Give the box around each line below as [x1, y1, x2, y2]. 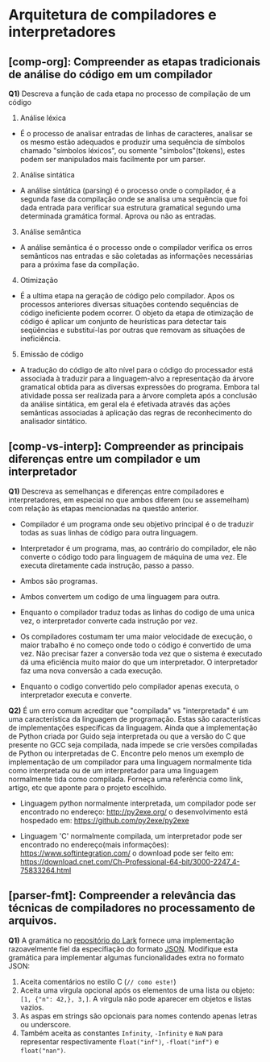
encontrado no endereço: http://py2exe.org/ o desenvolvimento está [19, 806, 248, 816]
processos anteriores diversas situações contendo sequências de [19, 300, 239, 309]
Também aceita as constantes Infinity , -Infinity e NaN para [19, 1028, 223, 1038]
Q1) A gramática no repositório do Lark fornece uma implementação [8, 935, 235, 945]
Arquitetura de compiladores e [8, 6, 217, 24]
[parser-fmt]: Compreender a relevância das [8, 889, 236, 902]
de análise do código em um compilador [8, 67, 213, 81]
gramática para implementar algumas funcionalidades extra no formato [8, 952, 244, 962]
